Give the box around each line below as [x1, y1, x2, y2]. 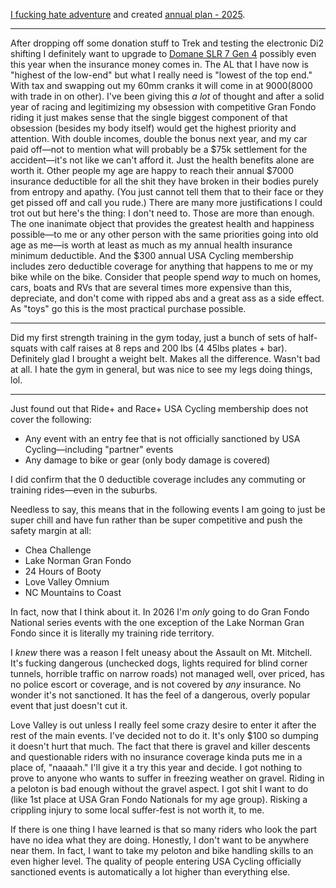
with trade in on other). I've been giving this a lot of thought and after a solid [10, 90, 325, 102]
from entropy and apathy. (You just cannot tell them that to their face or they [10, 186, 324, 198]
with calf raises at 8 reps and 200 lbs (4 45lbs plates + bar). [39, 342, 288, 354]
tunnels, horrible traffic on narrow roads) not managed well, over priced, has [10, 668, 325, 679]
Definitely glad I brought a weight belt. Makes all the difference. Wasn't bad [10, 353, 321, 364]
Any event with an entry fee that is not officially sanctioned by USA [24, 433, 301, 444]
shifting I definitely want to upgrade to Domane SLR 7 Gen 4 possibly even [10, 48, 317, 59]
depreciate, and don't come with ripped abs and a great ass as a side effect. [10, 292, 325, 304]
